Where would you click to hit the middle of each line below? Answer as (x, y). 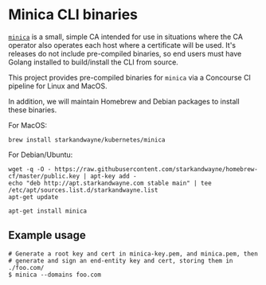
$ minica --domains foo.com (55, 275)
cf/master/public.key (44, 176)
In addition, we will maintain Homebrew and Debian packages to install (124, 101)
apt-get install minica (48, 211)
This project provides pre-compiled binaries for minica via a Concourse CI (129, 77)
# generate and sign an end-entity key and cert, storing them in (121, 260)
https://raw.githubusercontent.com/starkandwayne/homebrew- (156, 169)
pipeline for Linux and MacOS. (58, 86)
